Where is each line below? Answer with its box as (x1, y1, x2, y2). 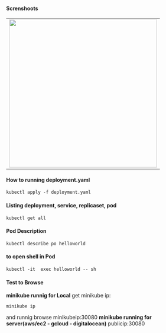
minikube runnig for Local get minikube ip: (6, 292, 111, 299)
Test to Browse (6, 278, 44, 286)
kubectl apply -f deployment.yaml (6, 190, 92, 196)
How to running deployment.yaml (6, 176, 90, 183)
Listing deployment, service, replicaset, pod (6, 202, 117, 209)
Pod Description (6, 228, 47, 235)
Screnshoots (6, 5, 38, 12)
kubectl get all (6, 215, 46, 221)
